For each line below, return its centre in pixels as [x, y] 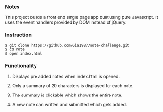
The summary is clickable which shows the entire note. [67, 95]
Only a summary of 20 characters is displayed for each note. [73, 85]
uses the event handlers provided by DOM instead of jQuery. [66, 22]
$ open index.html [24, 54]
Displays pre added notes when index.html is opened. [66, 76]
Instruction [18, 35]
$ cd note [15, 49]
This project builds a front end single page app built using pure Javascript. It [81, 17]
